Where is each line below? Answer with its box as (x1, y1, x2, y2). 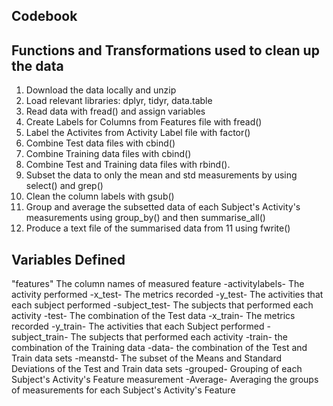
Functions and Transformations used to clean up (11, 42, 320, 59)
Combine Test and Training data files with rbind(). (25, 159, 231, 171)
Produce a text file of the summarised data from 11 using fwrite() (25, 222, 291, 234)
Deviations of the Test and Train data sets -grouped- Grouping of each (11, 363, 303, 375)
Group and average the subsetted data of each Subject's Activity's (25, 201, 301, 213)
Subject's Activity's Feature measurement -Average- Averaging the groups (11, 374, 319, 386)
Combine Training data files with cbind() (25, 148, 192, 160)
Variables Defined (11, 251, 126, 268)
